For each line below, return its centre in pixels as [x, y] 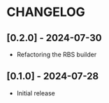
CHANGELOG [46, 12]
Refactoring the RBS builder [57, 54]
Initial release [36, 93]
